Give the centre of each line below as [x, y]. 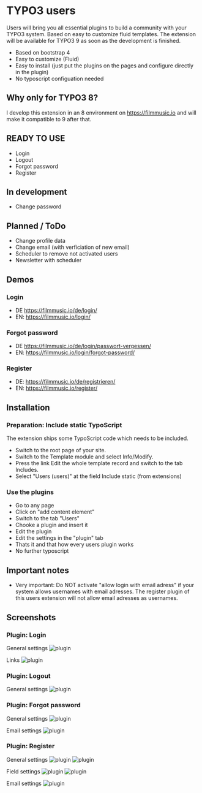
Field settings [24, 771]
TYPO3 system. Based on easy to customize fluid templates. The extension [101, 34]
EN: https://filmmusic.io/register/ [56, 388]
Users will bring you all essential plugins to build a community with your [96, 28]
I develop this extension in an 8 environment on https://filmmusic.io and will [102, 112]
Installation [28, 407]
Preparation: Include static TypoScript [64, 425]
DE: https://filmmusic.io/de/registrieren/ [65, 382]
